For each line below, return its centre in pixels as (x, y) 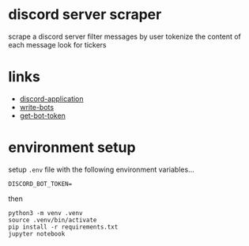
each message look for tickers (57, 44)
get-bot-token (42, 115)
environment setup (72, 148)
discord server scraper (85, 15)
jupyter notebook (37, 234)
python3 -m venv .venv (45, 213)
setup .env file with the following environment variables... (102, 169)
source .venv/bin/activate (53, 220)
